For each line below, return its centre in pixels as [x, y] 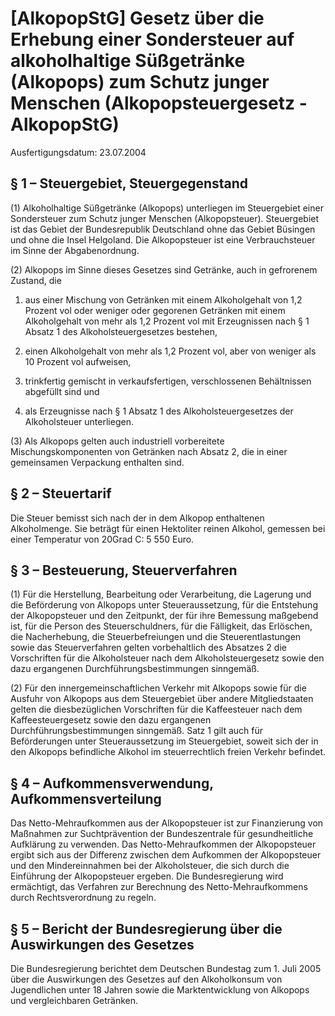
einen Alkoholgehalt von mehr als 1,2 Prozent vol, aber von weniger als [170, 351]
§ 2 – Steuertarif [61, 493]
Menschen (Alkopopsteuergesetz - [159, 103]
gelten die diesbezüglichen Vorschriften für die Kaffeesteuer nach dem [156, 709]
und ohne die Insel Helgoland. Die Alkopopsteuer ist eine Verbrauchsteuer [163, 239]
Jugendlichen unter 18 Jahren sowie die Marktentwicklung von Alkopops [160, 990]
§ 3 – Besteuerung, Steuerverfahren [124, 570]
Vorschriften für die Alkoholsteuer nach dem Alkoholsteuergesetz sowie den [167, 658]
